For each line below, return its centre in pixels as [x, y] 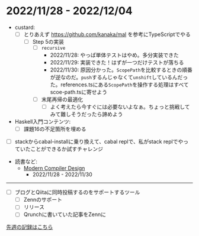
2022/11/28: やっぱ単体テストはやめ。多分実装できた [115, 55]
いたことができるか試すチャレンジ [62, 149]
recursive [53, 48]
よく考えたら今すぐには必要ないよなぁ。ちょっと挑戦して [120, 106]
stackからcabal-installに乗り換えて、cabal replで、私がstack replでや [99, 142]
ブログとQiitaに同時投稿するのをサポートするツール [77, 192]
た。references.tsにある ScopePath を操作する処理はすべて [119, 85]
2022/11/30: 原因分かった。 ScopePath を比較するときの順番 [121, 70]
